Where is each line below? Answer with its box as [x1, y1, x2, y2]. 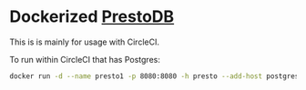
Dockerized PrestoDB [9, 6, 175, 27]
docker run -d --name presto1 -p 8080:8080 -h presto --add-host [9, 71, 262, 81]
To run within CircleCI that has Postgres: [9, 54, 161, 65]
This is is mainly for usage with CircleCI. [9, 36, 159, 47]
